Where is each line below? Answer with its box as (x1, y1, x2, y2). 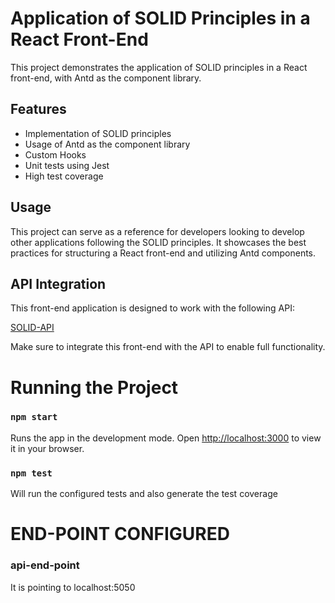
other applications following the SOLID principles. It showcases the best (10, 236, 307, 248)
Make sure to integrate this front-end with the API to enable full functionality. (10, 341, 326, 353)
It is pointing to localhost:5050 (10, 581, 136, 593)
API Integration (10, 275, 107, 292)
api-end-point (10, 558, 80, 572)
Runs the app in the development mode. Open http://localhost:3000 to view (10, 432, 322, 444)
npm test (10, 467, 53, 479)
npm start (10, 412, 58, 423)
